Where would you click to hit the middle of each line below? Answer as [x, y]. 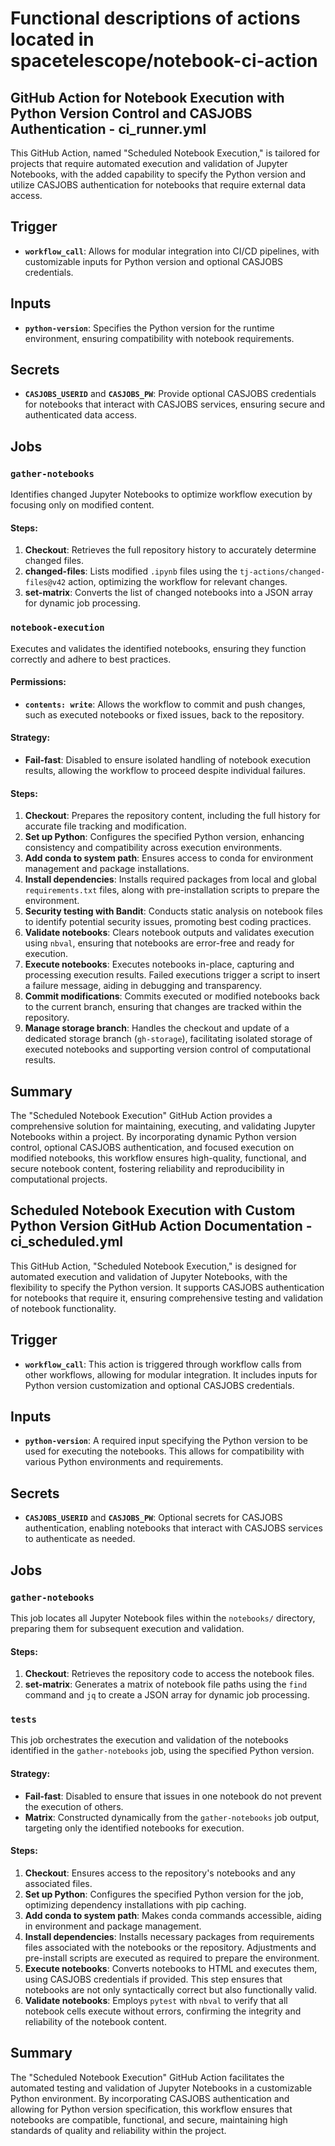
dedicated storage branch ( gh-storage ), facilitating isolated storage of [168, 1039]
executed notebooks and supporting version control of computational [168, 1049]
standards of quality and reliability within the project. [118, 2130]
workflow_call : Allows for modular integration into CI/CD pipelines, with [172, 251]
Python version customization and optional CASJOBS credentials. [159, 1385]
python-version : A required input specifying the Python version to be [166, 1441]
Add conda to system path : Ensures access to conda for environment [169, 858]
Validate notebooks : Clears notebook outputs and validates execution [169, 933]
